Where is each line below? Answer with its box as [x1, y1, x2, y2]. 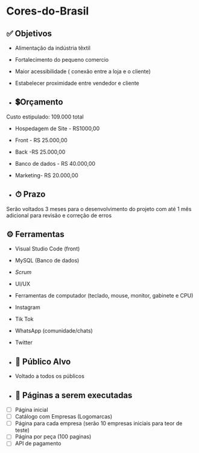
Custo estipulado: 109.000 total [6, 113, 84, 120]
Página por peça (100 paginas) [14, 433, 92, 440]
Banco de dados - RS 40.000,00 [14, 160, 95, 167]
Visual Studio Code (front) [14, 245, 80, 252]
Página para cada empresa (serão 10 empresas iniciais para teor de [14, 420, 183, 427]
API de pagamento [14, 440, 62, 447]
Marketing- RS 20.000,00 [14, 171, 78, 179]
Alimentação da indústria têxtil [14, 44, 90, 51]
